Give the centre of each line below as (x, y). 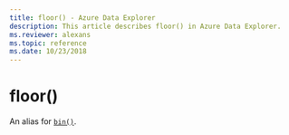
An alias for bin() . (43, 121)
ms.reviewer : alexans (50, 34)
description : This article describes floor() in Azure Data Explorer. (145, 26)
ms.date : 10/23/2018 (48, 52)
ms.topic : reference (48, 43)
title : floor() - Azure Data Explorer (82, 18)
